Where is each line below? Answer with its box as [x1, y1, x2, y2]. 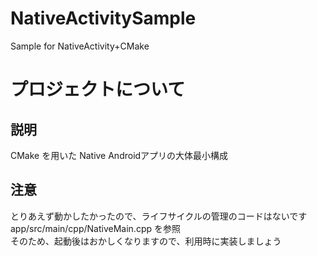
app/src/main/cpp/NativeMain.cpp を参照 [10, 222, 181, 234]
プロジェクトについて [10, 78, 186, 101]
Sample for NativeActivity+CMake [10, 40, 150, 52]
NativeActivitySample [10, 7, 197, 30]
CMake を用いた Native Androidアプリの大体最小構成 [10, 149, 229, 161]
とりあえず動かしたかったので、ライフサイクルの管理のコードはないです [10, 210, 308, 222]
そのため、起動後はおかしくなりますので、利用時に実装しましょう [10, 235, 282, 247]
